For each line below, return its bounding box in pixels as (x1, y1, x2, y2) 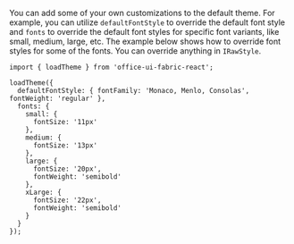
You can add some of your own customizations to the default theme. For (9, 8, 275, 18)
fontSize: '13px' (32, 141, 98, 150)
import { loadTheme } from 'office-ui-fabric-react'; (9, 63, 214, 72)
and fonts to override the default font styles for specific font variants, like (9, 27, 280, 37)
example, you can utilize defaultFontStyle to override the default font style (9, 17, 286, 28)
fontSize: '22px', (32, 196, 102, 205)
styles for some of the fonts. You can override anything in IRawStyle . (9, 46, 262, 56)
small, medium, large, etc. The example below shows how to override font (9, 36, 281, 46)
